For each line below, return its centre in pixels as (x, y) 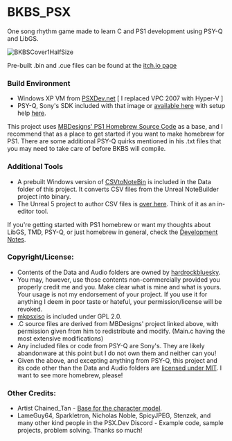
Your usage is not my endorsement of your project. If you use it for (112, 294)
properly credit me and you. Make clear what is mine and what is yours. (119, 287)
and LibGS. (23, 38)
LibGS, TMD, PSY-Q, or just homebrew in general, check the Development (113, 232)
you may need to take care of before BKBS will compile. (87, 149)
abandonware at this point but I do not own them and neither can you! (117, 353)
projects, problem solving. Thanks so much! (80, 431)
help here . (32, 113)
